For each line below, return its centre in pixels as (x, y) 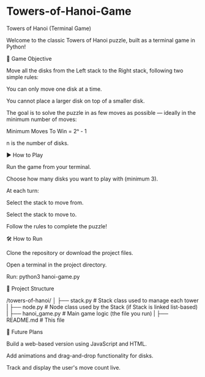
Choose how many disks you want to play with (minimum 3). (82, 179)
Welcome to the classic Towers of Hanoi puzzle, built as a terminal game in (101, 40)
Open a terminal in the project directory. (57, 265)
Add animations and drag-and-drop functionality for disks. (80, 356)
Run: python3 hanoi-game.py (43, 276)
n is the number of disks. (38, 143)
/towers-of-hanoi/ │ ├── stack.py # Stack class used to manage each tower (102, 300)
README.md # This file (36, 320)
